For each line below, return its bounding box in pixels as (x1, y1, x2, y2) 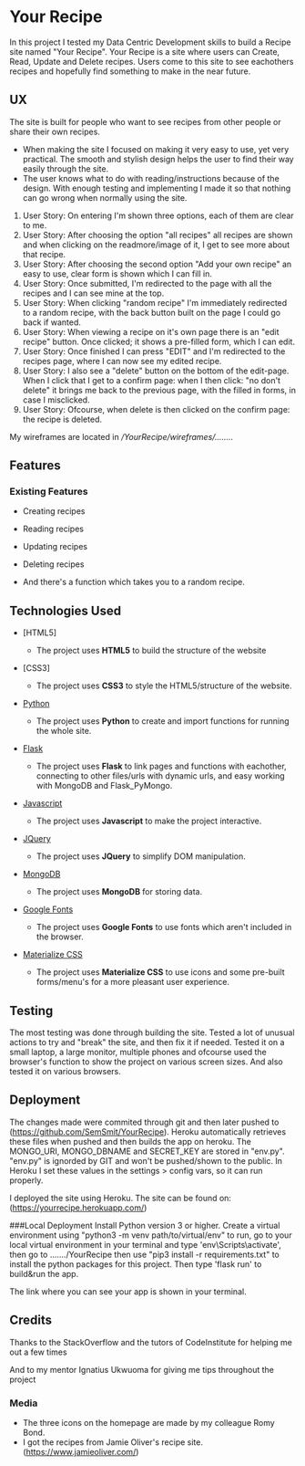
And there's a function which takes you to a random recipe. (22, 577, 246, 588)
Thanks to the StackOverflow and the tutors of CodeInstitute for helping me (9, 1336, 293, 1347)
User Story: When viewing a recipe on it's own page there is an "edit (22, 326, 280, 337)
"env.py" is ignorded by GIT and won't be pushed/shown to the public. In (9, 1155, 282, 1166)
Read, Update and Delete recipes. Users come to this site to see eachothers (9, 56, 294, 67)
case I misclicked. (22, 394, 90, 405)
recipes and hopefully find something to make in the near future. (9, 66, 251, 77)
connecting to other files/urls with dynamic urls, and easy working (36, 770, 285, 781)
